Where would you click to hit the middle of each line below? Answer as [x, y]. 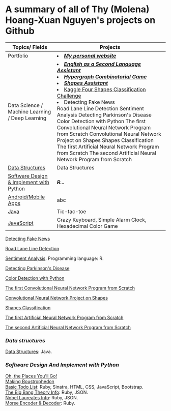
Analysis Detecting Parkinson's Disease [104, 114]
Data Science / [25, 105]
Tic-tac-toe [72, 211]
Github [20, 31]
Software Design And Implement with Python [62, 365]
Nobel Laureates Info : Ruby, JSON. [42, 397]
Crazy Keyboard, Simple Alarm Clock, [102, 220]
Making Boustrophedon [30, 381]
